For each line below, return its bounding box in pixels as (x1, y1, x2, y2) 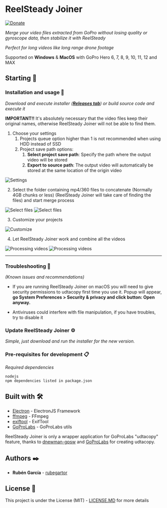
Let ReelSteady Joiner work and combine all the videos (12, 236, 126, 242)
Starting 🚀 (5, 74, 37, 83)
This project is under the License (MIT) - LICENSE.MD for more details (5, 497, 149, 503)
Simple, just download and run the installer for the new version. (5, 338, 135, 344)
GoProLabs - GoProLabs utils (12, 424, 72, 430)
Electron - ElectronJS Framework (12, 408, 81, 414)
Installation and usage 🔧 (5, 89, 65, 96)
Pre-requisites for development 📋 (5, 351, 89, 358)
